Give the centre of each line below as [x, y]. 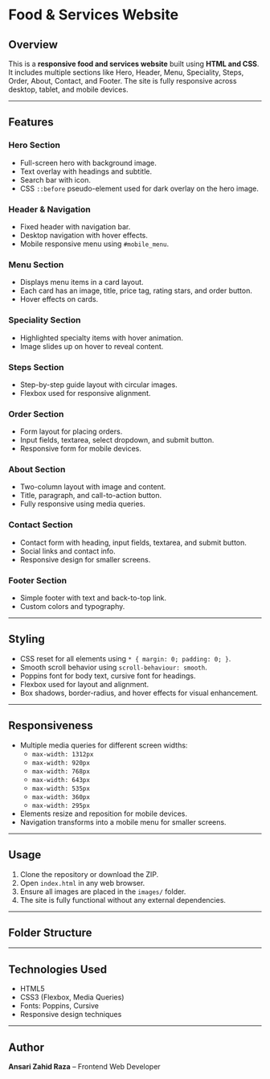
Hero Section [34, 145]
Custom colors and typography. [72, 607]
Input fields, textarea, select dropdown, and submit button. [117, 440]
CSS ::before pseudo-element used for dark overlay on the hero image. [139, 188]
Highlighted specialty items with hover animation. [101, 338]
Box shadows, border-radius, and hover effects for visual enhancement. [139, 693]
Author [26, 1047]
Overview [33, 45]
